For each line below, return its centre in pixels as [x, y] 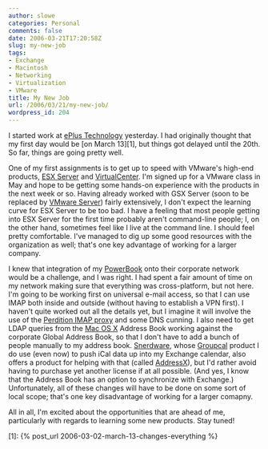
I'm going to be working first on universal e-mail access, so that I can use [129, 294]
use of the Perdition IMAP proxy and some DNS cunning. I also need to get [131, 320]
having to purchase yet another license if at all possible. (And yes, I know [129, 371]
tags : [17, 53]
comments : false [35, 30]
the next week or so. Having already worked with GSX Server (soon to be [129, 194]
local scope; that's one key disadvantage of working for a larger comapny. [131, 396]
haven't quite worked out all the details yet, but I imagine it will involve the [130, 311]
